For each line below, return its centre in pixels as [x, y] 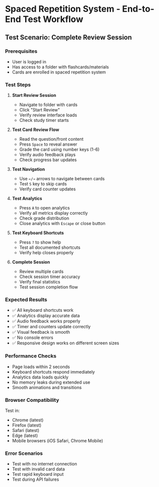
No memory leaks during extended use [51, 382]
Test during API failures [35, 479]
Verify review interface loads [48, 115]
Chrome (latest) [28, 420]
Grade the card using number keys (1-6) [59, 150]
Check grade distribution [44, 218]
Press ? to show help [40, 243]
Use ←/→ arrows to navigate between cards [62, 179]
